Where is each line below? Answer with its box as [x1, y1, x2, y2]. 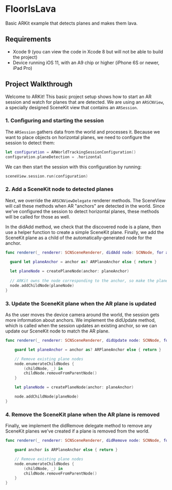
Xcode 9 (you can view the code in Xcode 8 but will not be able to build [12, 48, 163, 54]
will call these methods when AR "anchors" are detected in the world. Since [5, 203, 165, 209]
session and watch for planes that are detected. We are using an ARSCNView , [5, 99, 165, 105]
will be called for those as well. [5, 213, 71, 220]
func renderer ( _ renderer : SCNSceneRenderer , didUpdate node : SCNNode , [5, 338, 162, 343]
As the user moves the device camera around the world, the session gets [5, 311, 160, 318]
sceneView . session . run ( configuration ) [5, 173, 88, 179]
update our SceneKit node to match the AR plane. [5, 328, 110, 334]
